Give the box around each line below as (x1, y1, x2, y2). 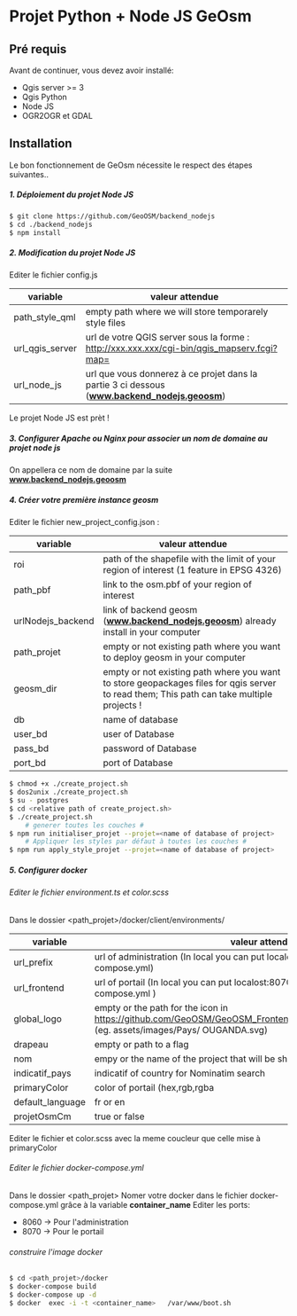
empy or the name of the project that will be (94, 1053, 276, 1065)
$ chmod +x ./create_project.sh (9, 779, 128, 788)
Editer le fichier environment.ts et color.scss (9, 887, 170, 897)
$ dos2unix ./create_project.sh (9, 787, 128, 797)
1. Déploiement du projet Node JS (9, 189, 134, 200)
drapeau (13, 1038, 49, 1050)
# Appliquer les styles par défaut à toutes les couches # (25, 837, 247, 846)
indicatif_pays (13, 1067, 72, 1079)
